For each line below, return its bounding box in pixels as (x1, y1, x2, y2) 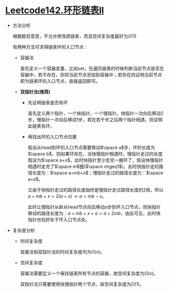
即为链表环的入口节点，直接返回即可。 (20, 78, 100, 84)
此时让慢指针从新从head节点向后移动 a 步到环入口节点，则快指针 (27, 203, 161, 210)
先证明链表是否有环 (27, 99, 68, 105)
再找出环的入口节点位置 (27, 134, 77, 140)
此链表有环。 (27, 122, 55, 129)
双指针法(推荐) (20, 89, 51, 95)
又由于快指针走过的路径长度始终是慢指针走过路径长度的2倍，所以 (27, 187, 163, 193)
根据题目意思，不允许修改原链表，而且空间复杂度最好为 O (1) (12, 33, 137, 39)
